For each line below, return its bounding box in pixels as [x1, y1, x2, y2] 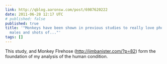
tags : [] [5, 35, 23, 40]
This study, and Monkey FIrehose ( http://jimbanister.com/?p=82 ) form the [5, 48, 156, 54]
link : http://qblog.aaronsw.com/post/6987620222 [5, 7, 108, 12]
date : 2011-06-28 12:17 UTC [5, 12, 64, 17]
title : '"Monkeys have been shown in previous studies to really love [5, 26, 155, 31]
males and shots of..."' [9, 30, 61, 35]
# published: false [5, 16, 46, 21]
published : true [5, 21, 39, 26]
